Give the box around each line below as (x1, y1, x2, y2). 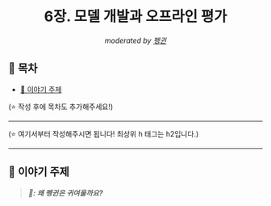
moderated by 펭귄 (104, 36, 167, 45)
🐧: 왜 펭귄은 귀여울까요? (27, 187, 103, 198)
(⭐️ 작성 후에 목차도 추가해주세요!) (8, 102, 114, 111)
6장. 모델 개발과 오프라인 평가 (44, 7, 227, 26)
